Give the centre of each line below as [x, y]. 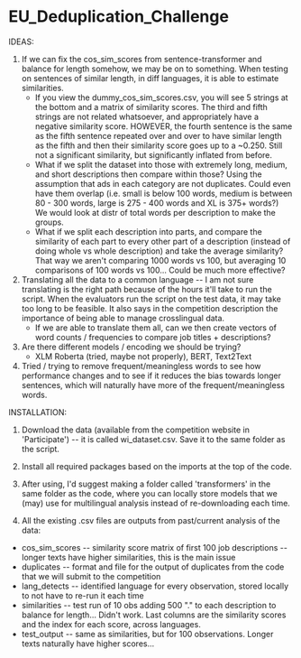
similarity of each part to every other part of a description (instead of [163, 241]
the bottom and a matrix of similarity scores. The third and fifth [151, 107]
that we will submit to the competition [91, 576]
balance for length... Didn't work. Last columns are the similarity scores [154, 615]
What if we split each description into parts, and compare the [148, 231]
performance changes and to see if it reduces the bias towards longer [151, 375]
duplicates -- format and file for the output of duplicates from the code [153, 567]
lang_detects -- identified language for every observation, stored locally [155, 586]
